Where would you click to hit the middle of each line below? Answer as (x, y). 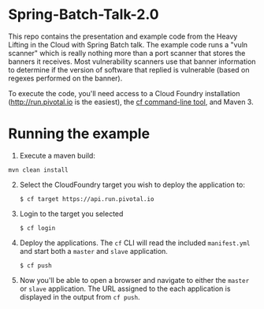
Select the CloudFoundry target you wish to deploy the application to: (132, 184)
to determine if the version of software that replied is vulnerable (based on (129, 69)
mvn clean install (38, 170)
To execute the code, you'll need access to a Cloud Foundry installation (124, 93)
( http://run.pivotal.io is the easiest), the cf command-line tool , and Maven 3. (131, 102)
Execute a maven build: (58, 155)
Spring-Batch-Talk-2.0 (84, 15)
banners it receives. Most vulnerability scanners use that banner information (132, 61)
